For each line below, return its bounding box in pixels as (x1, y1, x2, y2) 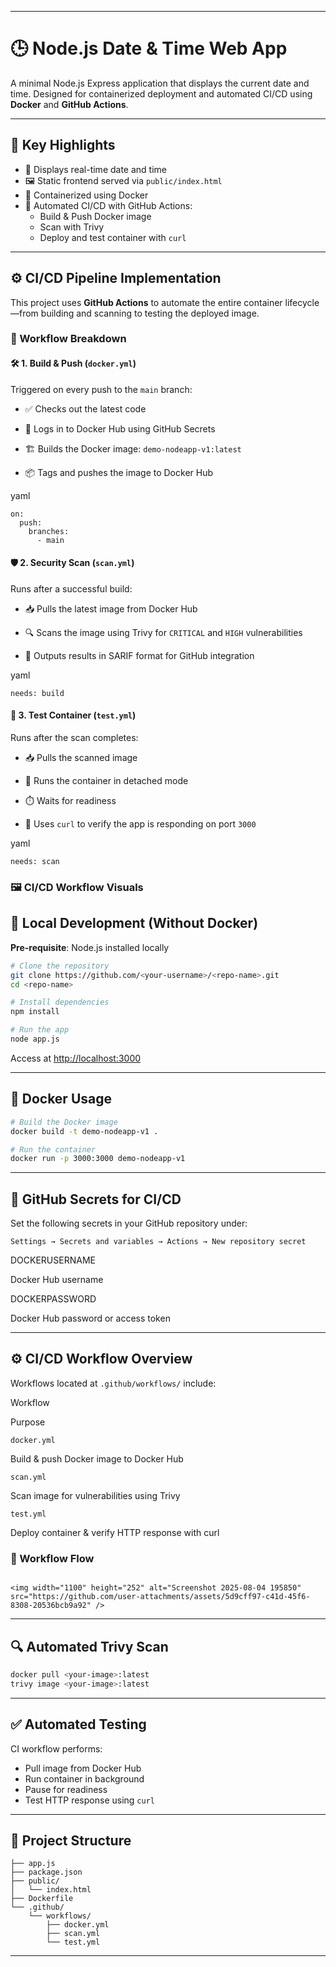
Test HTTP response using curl (24, 1794, 155, 1806)
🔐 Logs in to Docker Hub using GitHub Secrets (24, 422, 216, 435)
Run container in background (24, 1772, 145, 1785)
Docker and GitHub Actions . (10, 98, 129, 110)
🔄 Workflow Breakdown (10, 332, 127, 346)
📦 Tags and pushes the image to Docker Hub (24, 466, 214, 478)
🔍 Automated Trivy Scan (10, 1638, 169, 1655)
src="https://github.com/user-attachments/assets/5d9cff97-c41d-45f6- (10, 1592, 311, 1602)
